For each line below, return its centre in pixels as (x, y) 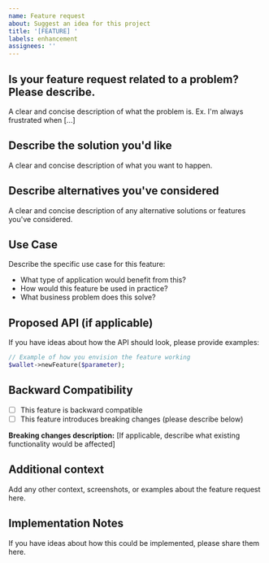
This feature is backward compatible (81, 410)
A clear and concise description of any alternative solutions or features (127, 210)
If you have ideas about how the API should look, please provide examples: (134, 343)
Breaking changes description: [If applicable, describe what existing (124, 435)
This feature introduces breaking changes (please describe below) (132, 419)
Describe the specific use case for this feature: (87, 264)
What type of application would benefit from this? (103, 280)
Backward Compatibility (71, 390)
